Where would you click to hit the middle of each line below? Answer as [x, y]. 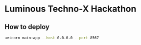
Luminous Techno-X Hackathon [70, 9]
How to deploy [27, 27]
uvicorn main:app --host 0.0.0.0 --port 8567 [52, 38]
